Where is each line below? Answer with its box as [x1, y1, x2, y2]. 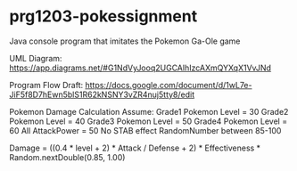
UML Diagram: [9, 53, 62, 63]
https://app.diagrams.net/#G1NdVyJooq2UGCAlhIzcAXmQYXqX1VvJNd [9, 62, 272, 73]
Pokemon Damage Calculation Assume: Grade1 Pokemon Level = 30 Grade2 [9, 106, 289, 117]
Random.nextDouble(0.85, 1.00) [9, 151, 126, 162]
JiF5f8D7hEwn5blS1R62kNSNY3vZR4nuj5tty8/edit [9, 89, 195, 100]
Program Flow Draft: [9, 79, 84, 90]
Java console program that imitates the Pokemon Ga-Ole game [9, 36, 241, 46]
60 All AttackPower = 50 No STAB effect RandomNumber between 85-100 [9, 125, 282, 135]
